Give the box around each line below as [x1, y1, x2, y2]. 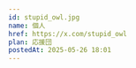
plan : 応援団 [8, 37, 52, 47]
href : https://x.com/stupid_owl [8, 29, 127, 38]
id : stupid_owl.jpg [8, 12, 80, 22]
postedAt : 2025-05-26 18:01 [8, 46, 112, 55]
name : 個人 [8, 21, 46, 30]
